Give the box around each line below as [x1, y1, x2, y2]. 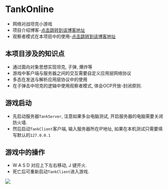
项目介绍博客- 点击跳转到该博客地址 [12, 27, 85, 33]
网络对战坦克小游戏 [12, 21, 53, 27]
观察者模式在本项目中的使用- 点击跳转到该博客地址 [12, 33, 116, 39]
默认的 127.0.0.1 [17, 132, 51, 138]
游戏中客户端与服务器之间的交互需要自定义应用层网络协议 [12, 70, 131, 76]
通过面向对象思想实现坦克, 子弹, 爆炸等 [12, 64, 93, 70]
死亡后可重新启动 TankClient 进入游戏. [12, 168, 89, 174]
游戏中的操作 [5, 148, 45, 156]
